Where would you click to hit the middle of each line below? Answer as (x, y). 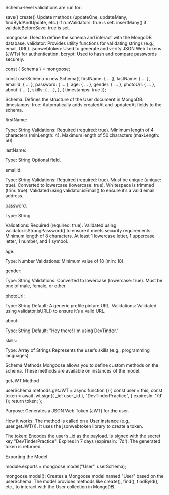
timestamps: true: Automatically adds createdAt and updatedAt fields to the (83, 105)
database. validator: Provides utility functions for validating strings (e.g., (80, 43)
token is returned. (23, 447)
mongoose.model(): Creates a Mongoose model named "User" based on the (84, 476)
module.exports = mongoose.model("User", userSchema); (66, 466)
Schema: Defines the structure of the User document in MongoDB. (74, 99)
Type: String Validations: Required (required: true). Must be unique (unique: (83, 180)
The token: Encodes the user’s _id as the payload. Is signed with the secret (83, 436)
